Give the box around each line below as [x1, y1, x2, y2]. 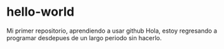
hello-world [6, 4, 75, 20]
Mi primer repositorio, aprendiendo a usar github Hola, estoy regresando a [6, 27, 218, 35]
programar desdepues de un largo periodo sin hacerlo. [6, 33, 163, 42]
